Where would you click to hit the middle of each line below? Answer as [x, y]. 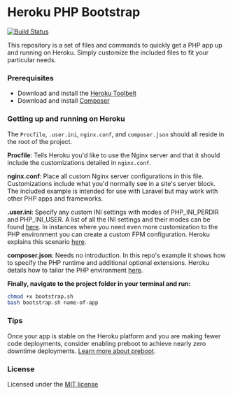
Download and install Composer [63, 101]
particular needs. [32, 59]
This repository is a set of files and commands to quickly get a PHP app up [115, 45]
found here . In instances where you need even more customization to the [113, 227]
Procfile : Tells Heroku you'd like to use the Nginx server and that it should [114, 155]
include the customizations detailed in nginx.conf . [79, 162]
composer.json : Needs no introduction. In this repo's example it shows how [116, 255]
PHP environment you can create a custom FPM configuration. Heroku [108, 234]
